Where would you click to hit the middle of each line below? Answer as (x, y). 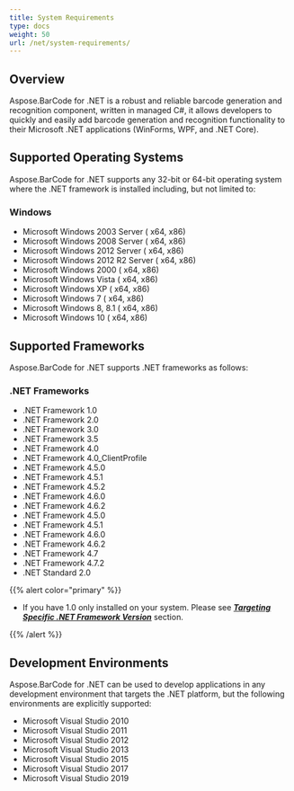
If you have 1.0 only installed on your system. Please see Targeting (147, 608)
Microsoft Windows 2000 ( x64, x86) (91, 270)
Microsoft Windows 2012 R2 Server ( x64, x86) (109, 261)
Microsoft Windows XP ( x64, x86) (86, 289)
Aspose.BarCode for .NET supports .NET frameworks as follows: (129, 367)
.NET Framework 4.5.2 (64, 487)
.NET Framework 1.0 (59, 411)
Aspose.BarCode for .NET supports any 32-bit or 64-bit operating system (146, 179)
